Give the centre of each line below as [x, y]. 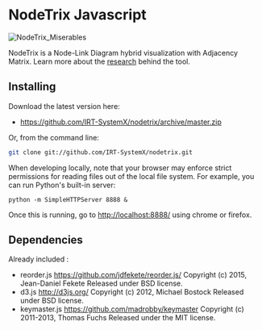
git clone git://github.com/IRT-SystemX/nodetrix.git [101, 152]
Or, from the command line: [54, 137]
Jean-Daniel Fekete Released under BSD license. [101, 283]
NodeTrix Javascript [77, 15]
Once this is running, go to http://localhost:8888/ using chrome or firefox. [130, 215]
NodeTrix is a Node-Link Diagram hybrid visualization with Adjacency [123, 52]
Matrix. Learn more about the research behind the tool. [100, 61]
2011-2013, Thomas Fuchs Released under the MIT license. [118, 318]
